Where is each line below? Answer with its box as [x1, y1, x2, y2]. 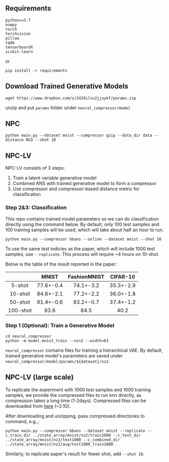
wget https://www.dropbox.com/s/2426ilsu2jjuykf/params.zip [5, 95, 137, 101]
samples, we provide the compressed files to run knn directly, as [5, 392, 142, 398]
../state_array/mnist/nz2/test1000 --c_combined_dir [5, 437, 120, 443]
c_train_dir [5, 433, 31, 438]
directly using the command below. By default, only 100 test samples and [5, 221, 160, 227]
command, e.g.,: [5, 418, 40, 425]
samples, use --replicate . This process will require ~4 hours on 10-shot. [5, 251, 160, 257]
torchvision [5, 31, 31, 36]
